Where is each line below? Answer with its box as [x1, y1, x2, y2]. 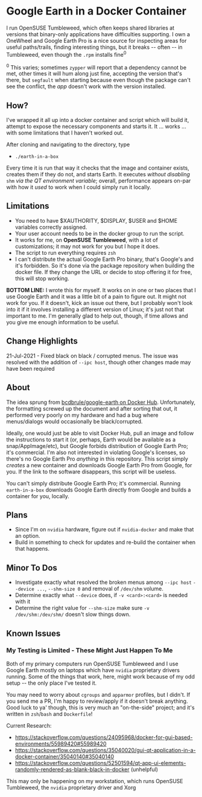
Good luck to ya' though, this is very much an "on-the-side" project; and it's [6, 703, 195, 711]
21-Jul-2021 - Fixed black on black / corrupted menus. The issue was [6, 352, 178, 359]
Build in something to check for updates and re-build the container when [14, 539, 196, 546]
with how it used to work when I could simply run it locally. [6, 184, 151, 191]
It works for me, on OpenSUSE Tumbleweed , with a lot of [14, 236, 158, 243]
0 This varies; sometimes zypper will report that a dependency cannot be [6, 62, 187, 71]
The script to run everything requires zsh [14, 249, 116, 256]
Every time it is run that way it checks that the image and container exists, [6, 164, 190, 171]
